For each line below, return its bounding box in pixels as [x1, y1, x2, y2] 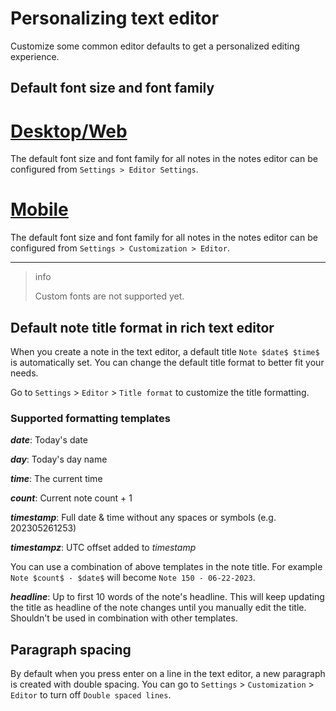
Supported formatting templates [10, 411, 171, 425]
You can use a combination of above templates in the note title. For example [10, 561, 323, 573]
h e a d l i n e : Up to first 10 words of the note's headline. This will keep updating [10, 591, 325, 603]
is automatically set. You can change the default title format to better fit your [10, 357, 325, 369]
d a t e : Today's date [10, 434, 88, 446]
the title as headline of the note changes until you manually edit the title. [10, 602, 307, 614]
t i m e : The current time [10, 473, 103, 485]
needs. [10, 367, 39, 379]
